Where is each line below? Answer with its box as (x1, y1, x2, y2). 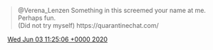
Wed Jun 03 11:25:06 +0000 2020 (6, 35, 108, 44)
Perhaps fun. (17, 14, 56, 22)
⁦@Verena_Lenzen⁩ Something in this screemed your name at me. (17, 6, 207, 14)
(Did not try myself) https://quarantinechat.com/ (17, 21, 159, 29)
